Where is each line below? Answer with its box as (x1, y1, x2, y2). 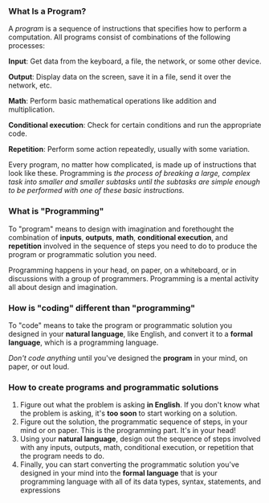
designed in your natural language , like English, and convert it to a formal (8, 329, 253, 338)
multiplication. (8, 104, 55, 114)
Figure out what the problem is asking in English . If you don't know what (19, 400, 260, 410)
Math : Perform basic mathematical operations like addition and (8, 96, 217, 106)
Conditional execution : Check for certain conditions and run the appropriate (8, 121, 262, 130)
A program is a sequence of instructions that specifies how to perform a (8, 24, 247, 34)
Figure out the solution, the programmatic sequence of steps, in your (19, 417, 248, 427)
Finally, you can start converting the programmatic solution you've (19, 460, 239, 469)
